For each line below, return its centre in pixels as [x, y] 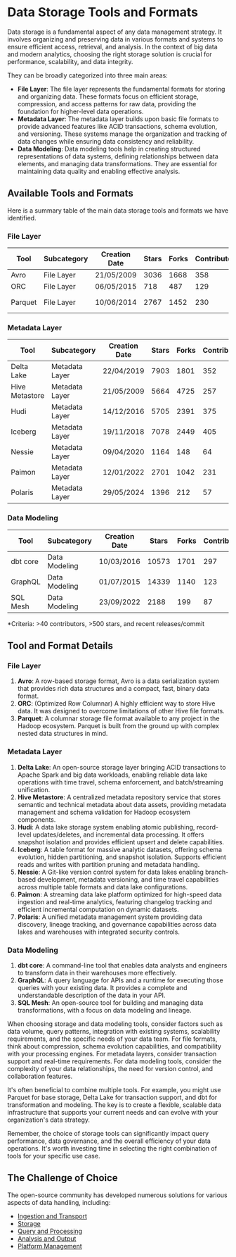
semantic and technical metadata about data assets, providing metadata [122, 804]
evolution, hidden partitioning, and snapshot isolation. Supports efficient [122, 857]
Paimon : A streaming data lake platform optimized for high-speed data [120, 894]
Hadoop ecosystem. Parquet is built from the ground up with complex [118, 726]
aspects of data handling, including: [59, 1202]
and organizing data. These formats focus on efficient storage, [108, 96]
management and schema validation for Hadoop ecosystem [104, 812]
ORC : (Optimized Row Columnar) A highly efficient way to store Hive [116, 703]
